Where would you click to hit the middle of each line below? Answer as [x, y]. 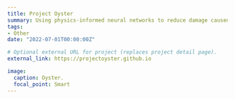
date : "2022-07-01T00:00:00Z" [51, 40]
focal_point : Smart [42, 84]
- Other [19, 33]
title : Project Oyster [40, 14]
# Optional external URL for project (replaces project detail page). [112, 52]
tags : [15, 26]
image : [17, 71]
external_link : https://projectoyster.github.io [79, 59]
